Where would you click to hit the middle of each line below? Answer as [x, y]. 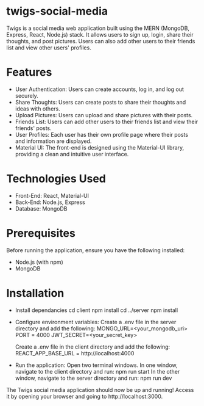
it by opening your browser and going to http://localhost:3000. [85, 396]
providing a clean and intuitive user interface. [72, 154]
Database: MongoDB [41, 208]
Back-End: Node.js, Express [50, 202]
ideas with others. [37, 109]
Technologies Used [56, 179]
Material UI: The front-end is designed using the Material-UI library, [100, 147]
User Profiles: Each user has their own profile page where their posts [102, 134]
